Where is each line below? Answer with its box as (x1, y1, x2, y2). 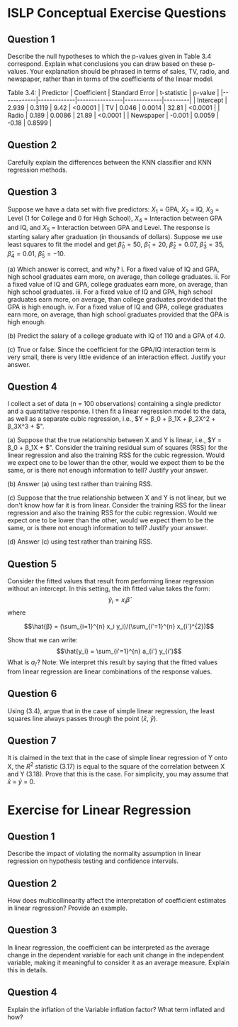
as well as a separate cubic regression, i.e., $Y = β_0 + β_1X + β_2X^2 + (7, 414, 216, 423)
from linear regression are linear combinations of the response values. (7, 667, 212, 676)
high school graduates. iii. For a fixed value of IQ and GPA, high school (7, 287, 212, 296)
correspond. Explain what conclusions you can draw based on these (7, 60, 208, 68)
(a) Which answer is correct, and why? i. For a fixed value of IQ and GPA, (7, 265, 220, 273)
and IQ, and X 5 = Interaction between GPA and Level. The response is (7, 224, 210, 234)
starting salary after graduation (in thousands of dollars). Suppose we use (7, 233, 223, 241)
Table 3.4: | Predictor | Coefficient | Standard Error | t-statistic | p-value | (7, 89, 220, 97)
